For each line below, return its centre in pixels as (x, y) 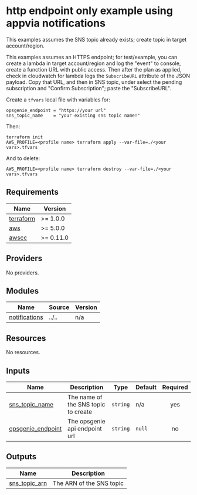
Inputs (18, 371)
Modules (23, 291)
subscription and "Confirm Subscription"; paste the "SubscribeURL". (89, 88)
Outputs (21, 457)
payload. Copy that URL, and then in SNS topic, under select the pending (94, 82)
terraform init (25, 137)
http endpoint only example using (89, 11)
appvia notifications (56, 23)
